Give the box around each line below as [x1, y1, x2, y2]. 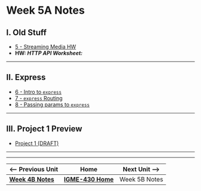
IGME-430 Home [63, 175, 114, 183]
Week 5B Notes [119, 175, 163, 183]
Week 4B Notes [9, 175, 54, 183]
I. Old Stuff [6, 27, 47, 38]
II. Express [6, 72, 46, 82]
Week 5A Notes [6, 4, 85, 17]
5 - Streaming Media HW [14, 43, 77, 50]
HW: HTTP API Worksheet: [14, 50, 83, 57]
